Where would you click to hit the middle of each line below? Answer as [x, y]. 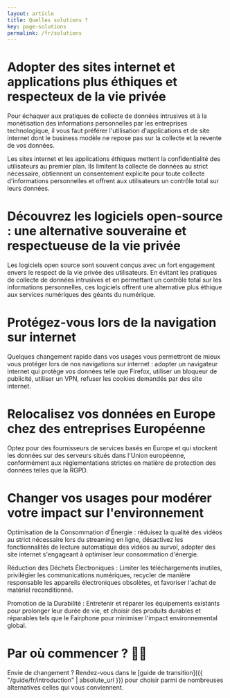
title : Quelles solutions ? [48, 20]
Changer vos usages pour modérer [110, 499]
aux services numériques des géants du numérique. [81, 295]
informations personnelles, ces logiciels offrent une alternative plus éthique [115, 287]
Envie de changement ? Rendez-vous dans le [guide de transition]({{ [105, 672]
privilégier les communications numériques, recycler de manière [99, 575]
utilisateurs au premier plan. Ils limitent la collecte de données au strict [108, 167]
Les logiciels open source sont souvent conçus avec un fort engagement [111, 265]
